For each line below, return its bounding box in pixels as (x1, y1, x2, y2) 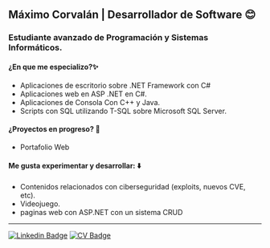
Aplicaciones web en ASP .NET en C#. (19, 89, 147, 99)
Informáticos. (8, 42, 63, 53)
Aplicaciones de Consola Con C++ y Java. (19, 97, 161, 107)
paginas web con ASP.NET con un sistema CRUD (19, 207, 183, 217)
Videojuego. (19, 198, 60, 209)
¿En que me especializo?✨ (8, 62, 99, 71)
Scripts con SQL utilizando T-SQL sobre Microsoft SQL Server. (19, 106, 227, 116)
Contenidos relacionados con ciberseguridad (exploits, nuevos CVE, (19, 181, 247, 191)
